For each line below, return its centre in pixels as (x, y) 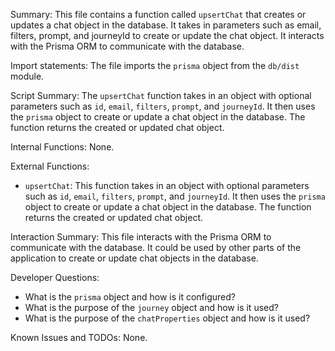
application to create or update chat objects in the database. (134, 258)
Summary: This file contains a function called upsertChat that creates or (158, 14)
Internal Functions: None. (62, 147)
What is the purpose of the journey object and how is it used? (151, 307)
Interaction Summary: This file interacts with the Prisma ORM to (141, 237)
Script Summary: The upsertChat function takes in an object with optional (161, 95)
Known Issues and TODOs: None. (79, 337)
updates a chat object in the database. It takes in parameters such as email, (166, 25)
